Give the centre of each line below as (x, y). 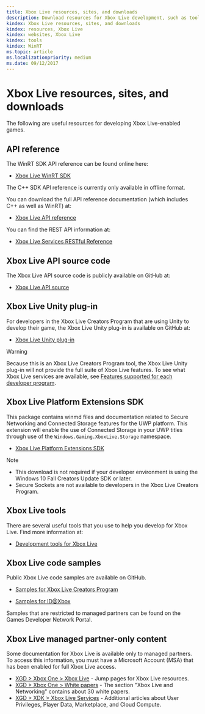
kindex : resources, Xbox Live (45, 29)
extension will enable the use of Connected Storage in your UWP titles (95, 430)
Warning (17, 351)
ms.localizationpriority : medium (49, 58)
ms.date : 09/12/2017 (33, 63)
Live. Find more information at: (45, 532)
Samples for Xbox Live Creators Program (67, 589)
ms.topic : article (30, 52)
